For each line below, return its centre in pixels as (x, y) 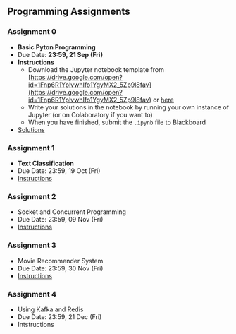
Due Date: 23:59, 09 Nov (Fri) (60, 220)
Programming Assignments (69, 12)
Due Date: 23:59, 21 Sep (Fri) (60, 54)
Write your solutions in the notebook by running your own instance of (129, 107)
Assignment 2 (32, 196)
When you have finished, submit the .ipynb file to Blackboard (117, 122)
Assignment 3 (32, 245)
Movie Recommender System (60, 261)
